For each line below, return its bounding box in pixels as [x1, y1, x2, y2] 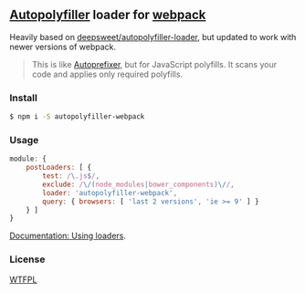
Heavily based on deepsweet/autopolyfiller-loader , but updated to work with [9, 31, 297, 42]
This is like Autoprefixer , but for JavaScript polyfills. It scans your [31, 58, 277, 69]
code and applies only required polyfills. [31, 68, 184, 79]
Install [9, 91, 38, 104]
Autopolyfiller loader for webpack [9, 7, 206, 23]
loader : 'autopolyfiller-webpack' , [42, 188, 178, 197]
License [9, 253, 46, 266]
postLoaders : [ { [26, 163, 92, 173]
